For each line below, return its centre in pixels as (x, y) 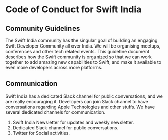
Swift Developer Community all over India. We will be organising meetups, (83, 46)
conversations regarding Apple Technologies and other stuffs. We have (80, 107)
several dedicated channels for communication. (55, 112)
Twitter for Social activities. (41, 133)
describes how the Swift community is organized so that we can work (79, 57)
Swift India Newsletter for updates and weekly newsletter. (73, 122)
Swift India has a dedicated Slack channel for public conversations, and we (84, 96)
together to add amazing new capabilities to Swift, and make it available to (83, 62)
